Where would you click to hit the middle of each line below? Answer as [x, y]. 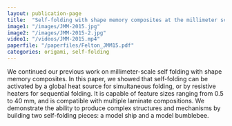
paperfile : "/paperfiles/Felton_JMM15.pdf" [71, 45]
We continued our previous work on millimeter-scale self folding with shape [115, 71]
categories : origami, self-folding [58, 52]
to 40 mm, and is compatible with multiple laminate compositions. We [106, 101]
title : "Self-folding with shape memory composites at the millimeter [112, 20]
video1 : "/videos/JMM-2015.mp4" [54, 39]
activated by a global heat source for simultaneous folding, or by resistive [112, 86]
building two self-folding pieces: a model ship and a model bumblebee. [108, 115]
